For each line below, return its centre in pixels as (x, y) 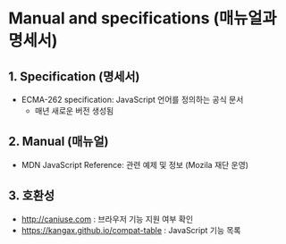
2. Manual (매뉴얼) (59, 142)
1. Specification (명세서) (74, 76)
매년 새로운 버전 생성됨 (74, 111)
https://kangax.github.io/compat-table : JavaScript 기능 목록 (131, 230)
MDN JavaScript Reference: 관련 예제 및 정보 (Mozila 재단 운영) (135, 164)
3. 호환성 (32, 196)
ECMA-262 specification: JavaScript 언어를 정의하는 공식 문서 (132, 100)
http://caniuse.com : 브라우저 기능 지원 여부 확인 (107, 219)
